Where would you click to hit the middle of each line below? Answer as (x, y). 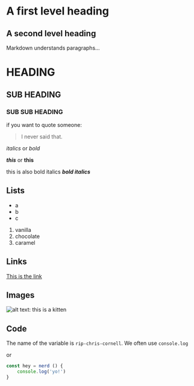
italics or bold (23, 148)
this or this (20, 160)
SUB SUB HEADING (35, 112)
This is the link (24, 276)
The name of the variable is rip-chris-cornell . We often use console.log (97, 343)
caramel (25, 242)
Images (20, 295)
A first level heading (58, 11)
